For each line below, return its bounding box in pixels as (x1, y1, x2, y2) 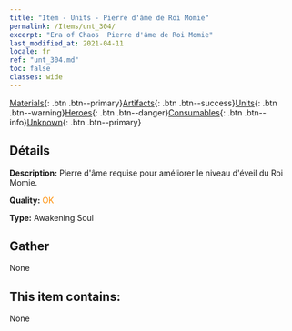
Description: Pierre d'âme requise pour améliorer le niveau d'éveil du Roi (9, 167, 284, 178)
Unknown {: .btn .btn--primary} (26, 116, 142, 127)
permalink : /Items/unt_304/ (9, 22, 116, 31)
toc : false (9, 65, 51, 74)
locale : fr (9, 47, 51, 56)
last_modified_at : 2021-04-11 (9, 38, 125, 48)
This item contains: (9, 288, 121, 305)
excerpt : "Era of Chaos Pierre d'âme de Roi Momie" (9, 30, 214, 39)
